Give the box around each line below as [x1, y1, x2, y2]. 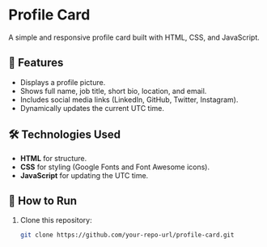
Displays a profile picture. [19, 77, 106, 87]
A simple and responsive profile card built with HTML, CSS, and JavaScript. [8, 32, 261, 42]
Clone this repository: [19, 215, 92, 225]
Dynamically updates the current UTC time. [19, 103, 164, 113]
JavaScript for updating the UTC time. [19, 170, 149, 180]
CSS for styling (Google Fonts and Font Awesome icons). [19, 162, 210, 172]
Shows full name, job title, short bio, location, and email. [19, 86, 207, 96]
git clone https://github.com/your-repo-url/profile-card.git [19, 231, 235, 240]
